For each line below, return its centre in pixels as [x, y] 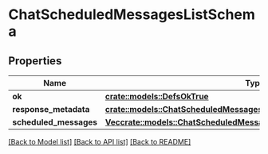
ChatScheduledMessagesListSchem [132, 15]
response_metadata [51, 109]
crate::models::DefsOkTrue [157, 96]
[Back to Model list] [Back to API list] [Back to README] [100, 142]
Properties [35, 61]
